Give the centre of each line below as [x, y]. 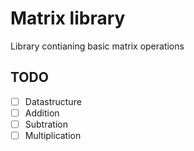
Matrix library [68, 18]
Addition [42, 113]
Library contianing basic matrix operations [97, 46]
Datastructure [53, 101]
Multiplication [53, 135]
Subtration [46, 124]
